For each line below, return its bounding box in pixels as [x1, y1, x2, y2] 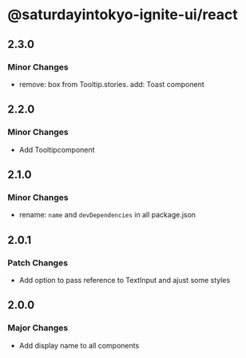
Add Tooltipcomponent [18, 145, 95, 154]
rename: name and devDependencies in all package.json [18, 210, 196, 220]
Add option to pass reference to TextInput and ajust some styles [18, 275, 231, 284]
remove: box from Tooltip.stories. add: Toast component [18, 79, 204, 89]
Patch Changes [7, 257, 69, 268]
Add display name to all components [18, 340, 140, 350]
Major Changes [7, 322, 69, 333]
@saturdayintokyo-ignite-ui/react [7, 6, 238, 24]
